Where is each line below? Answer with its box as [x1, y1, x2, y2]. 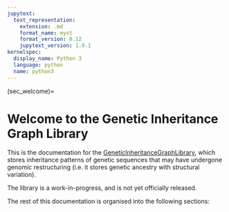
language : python [13, 61, 64, 68]
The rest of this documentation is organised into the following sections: [7, 197, 210, 206]
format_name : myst [19, 29, 73, 37]
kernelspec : [7, 49, 42, 56]
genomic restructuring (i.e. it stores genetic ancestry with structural [7, 163, 200, 171]
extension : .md [19, 23, 64, 30]
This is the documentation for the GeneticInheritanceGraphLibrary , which [7, 148, 216, 157]
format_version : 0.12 [19, 36, 82, 43]
